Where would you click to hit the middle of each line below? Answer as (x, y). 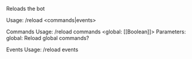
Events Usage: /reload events (42, 49)
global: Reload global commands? (48, 38)
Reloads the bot (26, 9)
